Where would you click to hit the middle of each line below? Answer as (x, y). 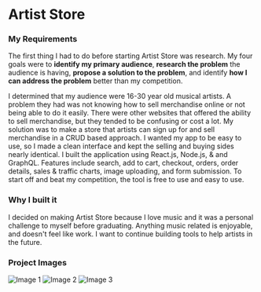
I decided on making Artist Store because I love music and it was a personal (131, 217)
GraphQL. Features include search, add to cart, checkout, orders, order (123, 163)
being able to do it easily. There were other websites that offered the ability (130, 113)
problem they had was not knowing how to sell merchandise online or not (127, 104)
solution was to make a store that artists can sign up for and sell (111, 130)
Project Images (37, 262)
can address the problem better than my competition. (96, 81)
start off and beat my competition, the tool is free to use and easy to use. (126, 180)
